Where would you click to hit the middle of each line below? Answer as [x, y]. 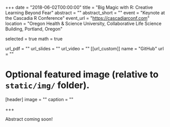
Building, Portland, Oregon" [34, 29]
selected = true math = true [34, 39]
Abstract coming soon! [29, 119]
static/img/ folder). [47, 85]
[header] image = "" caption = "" [39, 99]
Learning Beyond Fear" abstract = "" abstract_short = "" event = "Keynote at [85, 13]
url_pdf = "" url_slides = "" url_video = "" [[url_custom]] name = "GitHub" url [84, 49]
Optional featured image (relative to [82, 74]
